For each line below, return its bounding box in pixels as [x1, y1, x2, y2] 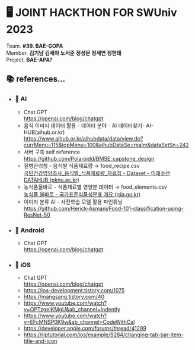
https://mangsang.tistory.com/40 [23, 293, 105, 301]
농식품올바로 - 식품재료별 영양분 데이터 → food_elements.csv [23, 183, 168, 190]
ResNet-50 [23, 211, 50, 218]
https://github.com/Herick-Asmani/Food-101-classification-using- [23, 205, 184, 212]
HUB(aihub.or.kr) [23, 129, 65, 136]
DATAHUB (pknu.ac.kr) [23, 176, 80, 183]
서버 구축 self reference [23, 148, 80, 155]
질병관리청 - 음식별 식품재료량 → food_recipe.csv [23, 162, 140, 169]
